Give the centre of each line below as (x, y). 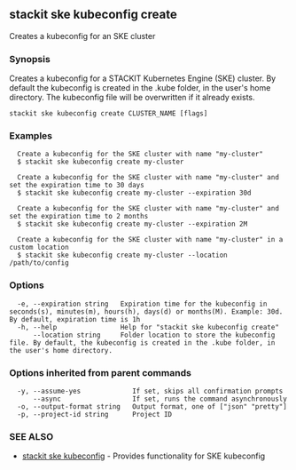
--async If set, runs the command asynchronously (160, 399)
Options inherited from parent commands (101, 372)
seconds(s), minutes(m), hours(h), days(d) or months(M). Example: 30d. (146, 311)
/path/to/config (39, 263)
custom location (39, 248)
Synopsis (30, 59)
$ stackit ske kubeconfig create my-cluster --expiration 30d (134, 193)
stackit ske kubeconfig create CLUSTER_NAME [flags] (109, 114)
